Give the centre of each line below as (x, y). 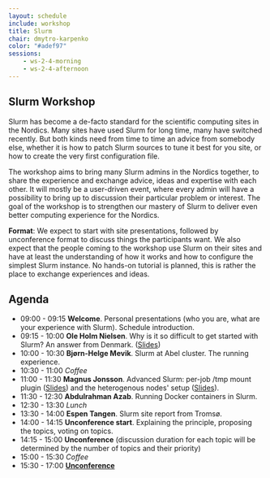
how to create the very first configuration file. (84, 156)
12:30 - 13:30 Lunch (54, 405)
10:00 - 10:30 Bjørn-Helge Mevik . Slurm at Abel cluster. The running (134, 354)
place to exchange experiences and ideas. (79, 274)
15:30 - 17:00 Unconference (67, 466)
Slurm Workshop (52, 102)
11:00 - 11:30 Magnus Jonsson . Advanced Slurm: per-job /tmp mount (135, 380)
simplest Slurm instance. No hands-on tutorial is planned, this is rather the (132, 265)
